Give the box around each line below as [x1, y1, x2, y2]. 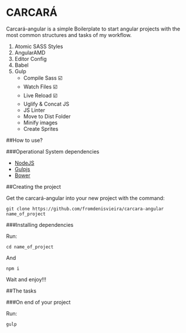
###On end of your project [6, 298, 71, 305]
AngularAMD [14, 49, 46, 56]
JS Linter [23, 106, 45, 114]
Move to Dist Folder [23, 113, 71, 120]
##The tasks [6, 287, 37, 294]
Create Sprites [23, 125, 59, 132]
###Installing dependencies [6, 221, 74, 228]
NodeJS [14, 159, 35, 167]
